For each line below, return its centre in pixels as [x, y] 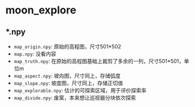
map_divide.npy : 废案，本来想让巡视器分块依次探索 [75, 98]
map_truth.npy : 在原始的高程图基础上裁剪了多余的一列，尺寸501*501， [99, 61]
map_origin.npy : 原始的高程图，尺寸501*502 [67, 46]
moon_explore [41, 10]
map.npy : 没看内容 [35, 54]
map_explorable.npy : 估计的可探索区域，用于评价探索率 [80, 90]
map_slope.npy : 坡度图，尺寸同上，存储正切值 [69, 83]
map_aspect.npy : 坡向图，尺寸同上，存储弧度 [67, 76]
